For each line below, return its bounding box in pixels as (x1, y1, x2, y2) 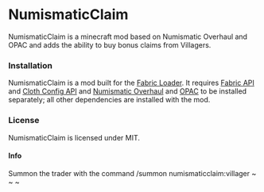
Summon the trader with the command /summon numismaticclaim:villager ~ (8, 168, 257, 178)
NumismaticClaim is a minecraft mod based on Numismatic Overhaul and (8, 32, 248, 41)
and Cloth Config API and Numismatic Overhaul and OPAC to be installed (8, 86, 247, 96)
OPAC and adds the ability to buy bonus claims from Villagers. (8, 40, 212, 49)
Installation (8, 60, 53, 71)
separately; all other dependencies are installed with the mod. (8, 95, 211, 105)
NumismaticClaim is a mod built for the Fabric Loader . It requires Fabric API (8, 78, 254, 88)
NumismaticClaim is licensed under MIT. (8, 132, 141, 142)
